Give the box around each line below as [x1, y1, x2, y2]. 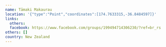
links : [5, 16, 19, 21]
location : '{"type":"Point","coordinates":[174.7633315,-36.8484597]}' [5, 12, 157, 17]
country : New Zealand [5, 35, 50, 40]
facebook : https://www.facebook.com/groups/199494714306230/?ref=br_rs [9, 25, 162, 30]
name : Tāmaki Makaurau [5, 7, 52, 12]
